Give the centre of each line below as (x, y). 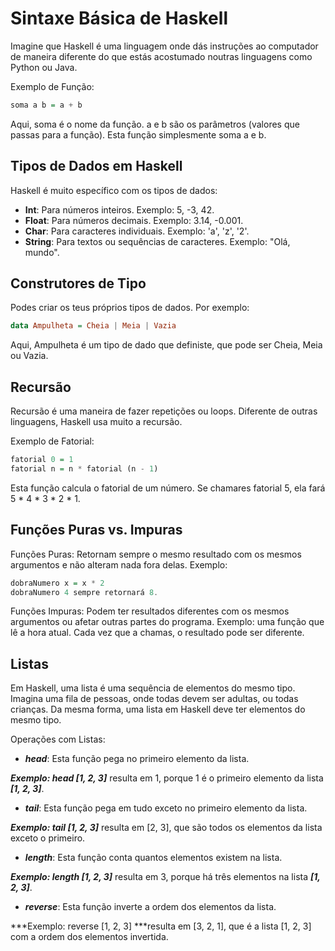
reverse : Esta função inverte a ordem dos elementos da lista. (150, 907)
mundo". (42, 252)
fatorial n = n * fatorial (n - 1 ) (84, 469)
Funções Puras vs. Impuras (96, 530)
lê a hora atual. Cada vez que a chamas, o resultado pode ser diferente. (157, 633)
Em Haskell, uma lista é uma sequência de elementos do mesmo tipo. (153, 688)
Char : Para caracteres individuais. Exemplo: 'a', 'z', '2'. (137, 231)
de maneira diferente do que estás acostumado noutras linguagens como (161, 56)
